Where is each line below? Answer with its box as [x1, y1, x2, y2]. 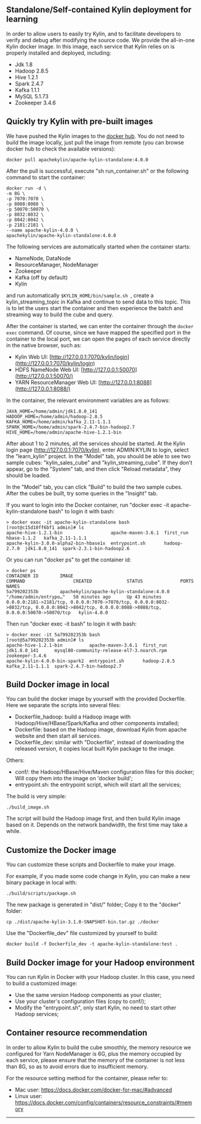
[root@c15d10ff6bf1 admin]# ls [6, 524, 84, 530]
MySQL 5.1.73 [14, 92, 49, 100]
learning [6, 14, 38, 25]
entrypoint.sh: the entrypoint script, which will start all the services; [14, 781, 181, 788]
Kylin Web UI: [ [14, 353, 52, 360]
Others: [6, 757, 25, 764]
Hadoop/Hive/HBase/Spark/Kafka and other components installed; [14, 720, 179, 727]
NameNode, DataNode [14, 254, 71, 262]
